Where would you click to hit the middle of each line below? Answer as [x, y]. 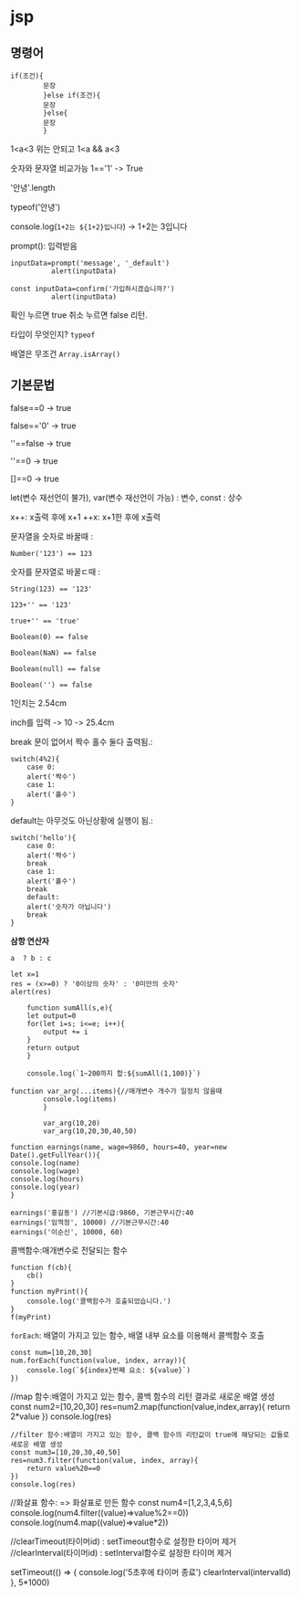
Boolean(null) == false [56, 668]
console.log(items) [80, 1099]
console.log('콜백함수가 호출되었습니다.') [99, 1301]
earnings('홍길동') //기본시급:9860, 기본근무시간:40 [102, 1213]
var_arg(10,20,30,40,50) [90, 1131]
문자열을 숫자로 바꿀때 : [52, 536]
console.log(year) [45, 1187]
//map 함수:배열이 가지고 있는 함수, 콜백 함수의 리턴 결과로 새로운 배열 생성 [143, 1396]
